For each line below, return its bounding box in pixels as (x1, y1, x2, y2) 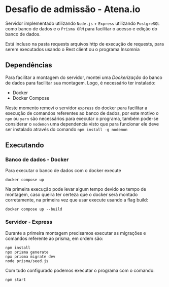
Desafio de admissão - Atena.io (5, 4, 141, 15)
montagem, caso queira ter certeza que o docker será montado (5, 191, 138, 198)
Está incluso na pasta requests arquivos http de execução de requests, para (5, 40, 164, 47)
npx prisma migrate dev (5, 254, 56, 259)
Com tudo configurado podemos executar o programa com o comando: (5, 267, 155, 273)
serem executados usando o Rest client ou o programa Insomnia (5, 46, 140, 52)
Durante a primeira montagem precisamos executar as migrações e (5, 230, 146, 236)
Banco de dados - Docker (5, 156, 69, 163)
